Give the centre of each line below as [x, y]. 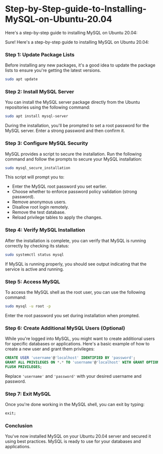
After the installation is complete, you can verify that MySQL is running [76, 241]
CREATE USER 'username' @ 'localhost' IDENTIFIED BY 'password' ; [70, 358]
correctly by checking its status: [37, 245]
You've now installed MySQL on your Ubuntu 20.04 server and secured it [78, 436]
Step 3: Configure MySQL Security [47, 143]
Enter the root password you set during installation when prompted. [72, 315]
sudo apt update [21, 79]
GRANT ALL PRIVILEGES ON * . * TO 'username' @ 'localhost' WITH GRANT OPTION [82, 362]
